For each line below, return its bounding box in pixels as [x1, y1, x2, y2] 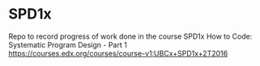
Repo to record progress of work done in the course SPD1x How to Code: [8, 31, 253, 41]
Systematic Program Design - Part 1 [8, 39, 127, 49]
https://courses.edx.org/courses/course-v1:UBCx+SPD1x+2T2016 [8, 48, 228, 58]
